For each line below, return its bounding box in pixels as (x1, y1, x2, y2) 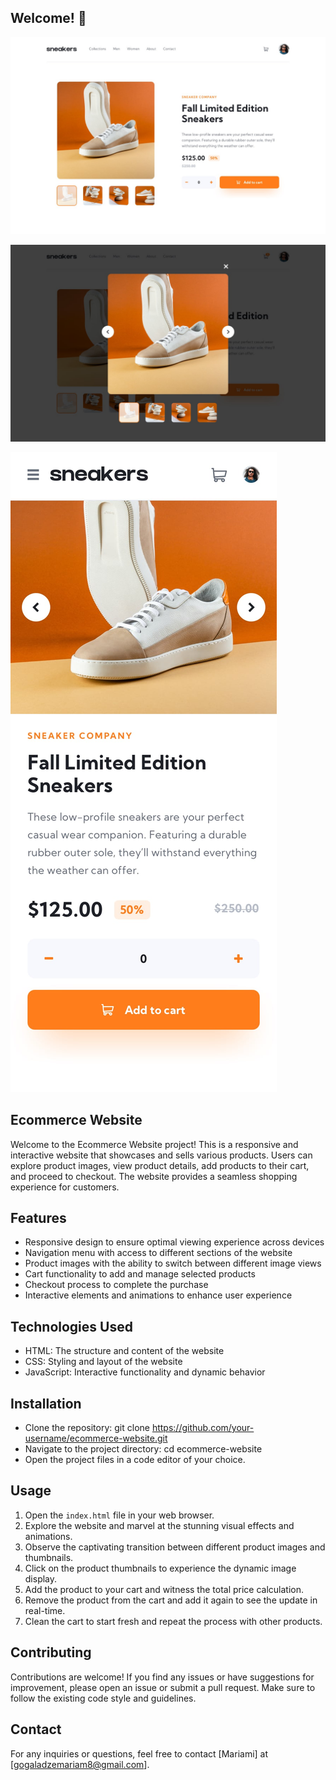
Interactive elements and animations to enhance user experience (24, 1289, 293, 1301)
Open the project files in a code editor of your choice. (24, 1454, 246, 1466)
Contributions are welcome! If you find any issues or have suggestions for (10, 1671, 315, 1683)
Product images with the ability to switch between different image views (24, 1257, 322, 1270)
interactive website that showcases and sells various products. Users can (10, 1149, 313, 1161)
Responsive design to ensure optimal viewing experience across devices (24, 1236, 325, 1248)
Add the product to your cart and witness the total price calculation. (24, 1583, 305, 1595)
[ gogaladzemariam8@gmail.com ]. (10, 1758, 150, 1770)
